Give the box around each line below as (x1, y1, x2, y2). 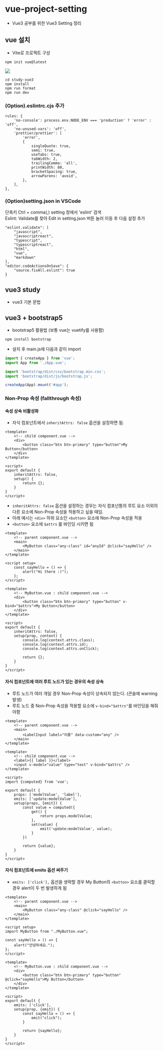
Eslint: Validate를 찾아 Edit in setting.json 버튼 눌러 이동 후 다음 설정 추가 (5, 215, 145, 221)
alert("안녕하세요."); (14, 943, 55, 947)
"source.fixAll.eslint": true (14, 268, 76, 273)
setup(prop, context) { (14, 634, 62, 639)
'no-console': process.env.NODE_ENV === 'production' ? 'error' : (14, 118, 152, 123)
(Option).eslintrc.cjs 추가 (5, 102, 64, 109)
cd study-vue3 (5, 77, 34, 82)
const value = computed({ (22, 805, 76, 810)
